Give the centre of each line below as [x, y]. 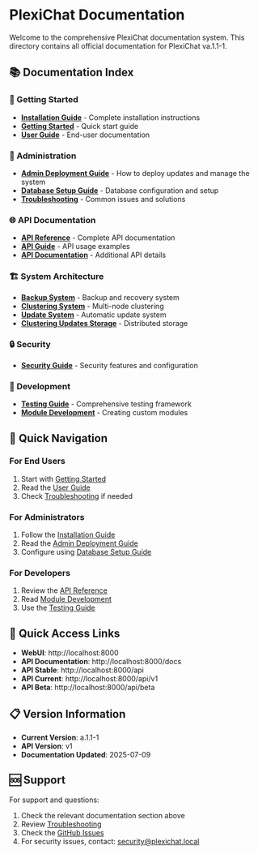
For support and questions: [54, 800]
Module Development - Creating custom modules [104, 413]
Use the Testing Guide [58, 608]
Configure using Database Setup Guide [86, 552]
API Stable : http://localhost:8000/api [82, 670]
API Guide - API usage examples [75, 247]
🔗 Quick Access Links [65, 633]
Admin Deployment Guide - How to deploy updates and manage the [135, 173]
